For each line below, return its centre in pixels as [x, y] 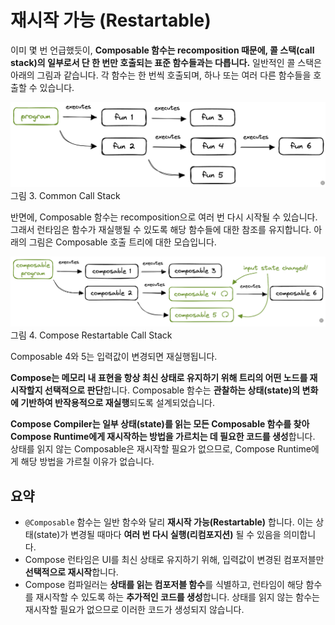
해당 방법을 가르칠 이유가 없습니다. [87, 462]
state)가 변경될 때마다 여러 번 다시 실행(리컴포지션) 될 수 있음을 [159, 535]
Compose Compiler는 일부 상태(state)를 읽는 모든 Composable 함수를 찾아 [160, 424]
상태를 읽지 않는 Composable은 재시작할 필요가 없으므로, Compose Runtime [161, 449]
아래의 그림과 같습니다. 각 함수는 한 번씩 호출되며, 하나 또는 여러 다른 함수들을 [161, 75]
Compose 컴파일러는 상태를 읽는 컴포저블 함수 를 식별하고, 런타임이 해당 [164, 585]
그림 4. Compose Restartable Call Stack [91, 335]
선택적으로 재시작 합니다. [71, 572]
